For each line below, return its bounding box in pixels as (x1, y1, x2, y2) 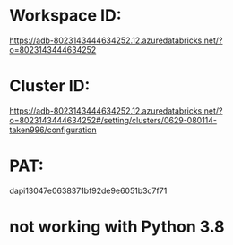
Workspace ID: (9, 5, 122, 26)
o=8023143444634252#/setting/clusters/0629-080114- (9, 114, 218, 125)
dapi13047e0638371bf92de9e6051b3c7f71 (9, 185, 168, 196)
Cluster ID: (9, 76, 91, 97)
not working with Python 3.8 (9, 216, 226, 237)
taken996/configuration (9, 124, 97, 135)
